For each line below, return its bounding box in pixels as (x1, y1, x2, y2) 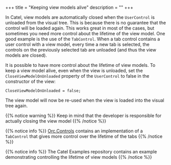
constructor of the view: (5, 79, 56, 84)
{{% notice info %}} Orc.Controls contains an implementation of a (5, 128, 143, 134)
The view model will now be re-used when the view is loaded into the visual (5, 97, 164, 103)
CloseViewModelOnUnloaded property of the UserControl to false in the (5, 73, 150, 79)
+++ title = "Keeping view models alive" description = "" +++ (5, 5, 134, 10)
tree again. (5, 103, 28, 109)
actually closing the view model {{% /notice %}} (5, 118, 106, 124)
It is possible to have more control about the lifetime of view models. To (5, 62, 156, 68)
